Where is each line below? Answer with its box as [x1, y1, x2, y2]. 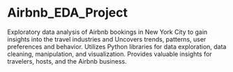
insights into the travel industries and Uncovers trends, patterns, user [7, 35, 206, 43]
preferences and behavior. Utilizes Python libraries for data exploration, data [7, 42, 227, 51]
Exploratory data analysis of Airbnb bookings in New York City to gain [7, 28, 208, 36]
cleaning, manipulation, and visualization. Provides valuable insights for [7, 50, 213, 58]
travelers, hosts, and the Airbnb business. [7, 57, 127, 65]
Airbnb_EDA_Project [7, 5, 128, 21]
